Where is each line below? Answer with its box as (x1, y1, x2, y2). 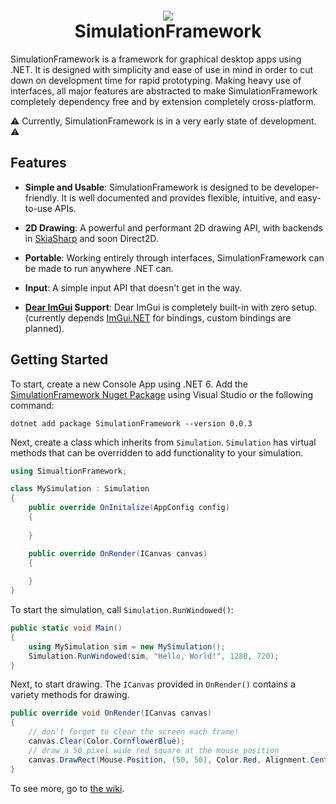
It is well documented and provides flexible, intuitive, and (61, 191, 296, 204)
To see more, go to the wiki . (10, 782, 125, 794)
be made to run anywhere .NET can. (24, 262, 174, 274)
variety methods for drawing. (10, 689, 130, 701)
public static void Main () (10, 623, 123, 634)
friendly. (24, 191, 60, 204)
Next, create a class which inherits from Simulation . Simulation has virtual (10, 436, 317, 448)
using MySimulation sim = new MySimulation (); (28, 641, 226, 652)
